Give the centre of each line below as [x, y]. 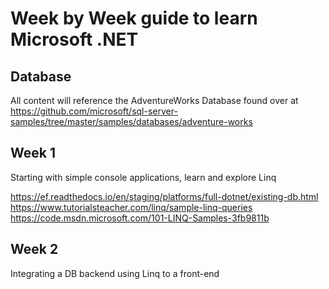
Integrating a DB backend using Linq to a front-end [115, 273]
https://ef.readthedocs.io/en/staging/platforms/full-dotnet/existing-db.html [164, 196]
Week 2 [34, 249]
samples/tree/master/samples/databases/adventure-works [131, 121]
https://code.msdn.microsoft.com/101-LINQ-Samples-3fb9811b [140, 218]
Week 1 [33, 153]
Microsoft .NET [74, 39]
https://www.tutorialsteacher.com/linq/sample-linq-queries [131, 207]
